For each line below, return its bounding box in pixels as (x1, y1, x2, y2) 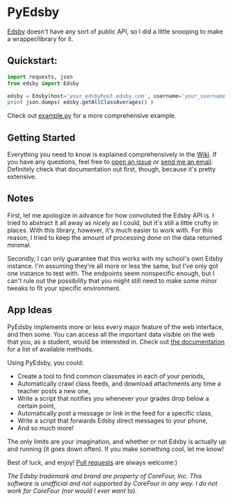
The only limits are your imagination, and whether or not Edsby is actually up (7, 437, 227, 446)
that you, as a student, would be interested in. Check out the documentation (7, 337, 225, 346)
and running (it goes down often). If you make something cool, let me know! (7, 444, 224, 453)
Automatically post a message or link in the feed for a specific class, (17, 409, 214, 417)
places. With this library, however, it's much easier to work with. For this (7, 226, 214, 234)
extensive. (7, 172, 37, 181)
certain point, (17, 402, 56, 410)
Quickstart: (7, 55, 58, 67)
